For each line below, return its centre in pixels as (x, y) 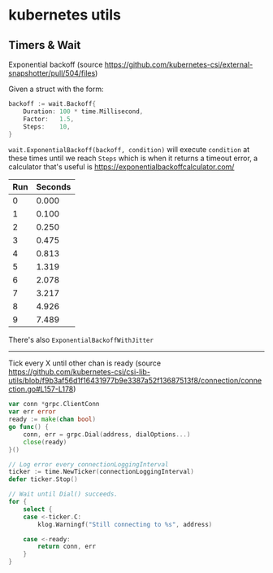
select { (38, 509)
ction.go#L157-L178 (41, 389)
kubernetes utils (65, 15)
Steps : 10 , (47, 127)
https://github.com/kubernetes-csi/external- (179, 64)
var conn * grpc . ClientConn (54, 405)
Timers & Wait (45, 45)
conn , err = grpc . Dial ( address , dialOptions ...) (107, 434)
